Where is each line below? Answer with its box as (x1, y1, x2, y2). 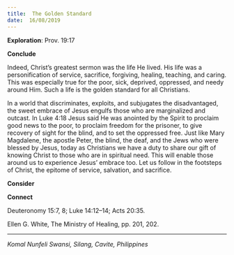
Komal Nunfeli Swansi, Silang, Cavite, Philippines (7, 240, 148, 248)
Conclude (7, 50, 36, 58)
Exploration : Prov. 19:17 (7, 36, 75, 44)
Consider (7, 179, 35, 187)
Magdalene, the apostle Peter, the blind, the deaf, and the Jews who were (7, 136, 219, 144)
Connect (7, 193, 33, 201)
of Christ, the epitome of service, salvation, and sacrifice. (7, 166, 172, 174)
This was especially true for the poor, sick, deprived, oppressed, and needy (7, 78, 224, 86)
